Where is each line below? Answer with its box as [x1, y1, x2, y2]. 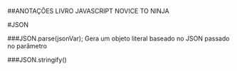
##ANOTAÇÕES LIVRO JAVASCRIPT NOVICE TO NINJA [7, 7, 169, 15]
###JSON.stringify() [7, 55, 68, 64]
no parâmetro [7, 42, 48, 50]
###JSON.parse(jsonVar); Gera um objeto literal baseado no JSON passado [7, 34, 230, 43]
